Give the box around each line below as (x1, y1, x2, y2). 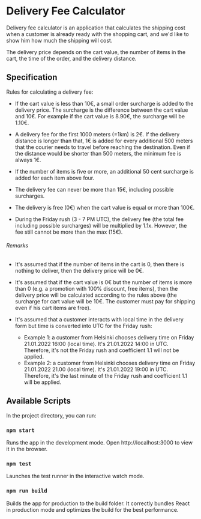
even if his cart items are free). (14, 304, 91, 311)
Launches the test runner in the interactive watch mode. (6, 473, 145, 480)
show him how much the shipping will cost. (6, 37, 113, 44)
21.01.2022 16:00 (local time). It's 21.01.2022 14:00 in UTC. (23, 340, 169, 347)
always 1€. (14, 156, 41, 163)
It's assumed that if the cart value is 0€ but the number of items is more (14, 278, 193, 286)
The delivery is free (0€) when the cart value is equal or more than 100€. (14, 204, 195, 211)
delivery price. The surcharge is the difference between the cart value (14, 106, 188, 114)
